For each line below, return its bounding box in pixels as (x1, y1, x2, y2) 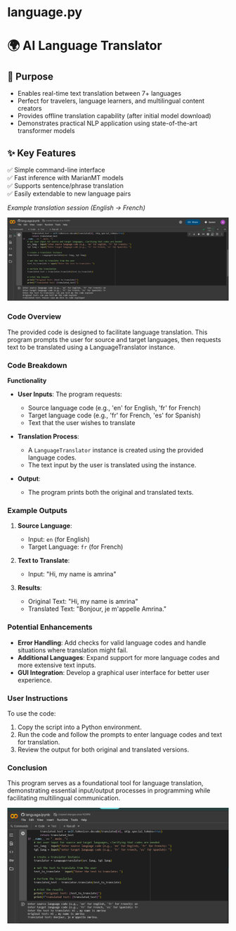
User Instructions (7, 693, 68, 703)
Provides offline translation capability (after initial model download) (17, 112, 212, 120)
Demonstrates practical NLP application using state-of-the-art (17, 119, 198, 127)
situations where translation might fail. (17, 645, 129, 654)
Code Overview (7, 312, 62, 322)
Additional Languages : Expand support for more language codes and (17, 653, 220, 661)
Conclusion (7, 763, 48, 773)
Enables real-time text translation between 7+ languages (17, 89, 181, 98)
